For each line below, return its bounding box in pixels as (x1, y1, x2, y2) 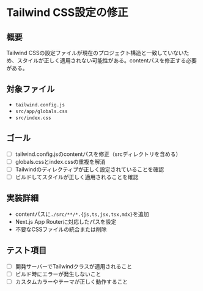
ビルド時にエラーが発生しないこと (15, 270, 102, 278)
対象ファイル (6, 84, 55, 95)
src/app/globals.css (15, 108, 68, 114)
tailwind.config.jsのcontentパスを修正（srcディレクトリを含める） (15, 150, 182, 158)
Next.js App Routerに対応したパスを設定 (15, 218, 117, 225)
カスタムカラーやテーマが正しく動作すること (15, 278, 128, 285)
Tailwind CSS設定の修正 (6, 6, 128, 20)
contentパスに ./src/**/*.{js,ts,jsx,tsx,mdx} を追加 (15, 210, 149, 218)
